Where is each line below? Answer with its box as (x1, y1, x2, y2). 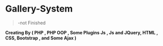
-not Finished (17, 20, 46, 26)
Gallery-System (5, 3, 73, 15)
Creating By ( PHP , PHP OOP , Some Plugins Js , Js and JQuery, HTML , (5, 29, 158, 35)
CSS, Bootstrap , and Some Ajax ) (5, 35, 77, 41)
